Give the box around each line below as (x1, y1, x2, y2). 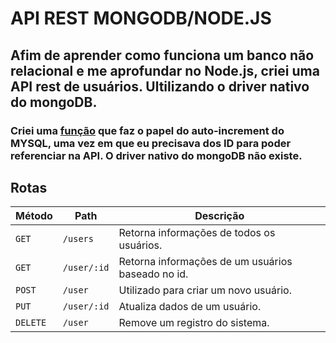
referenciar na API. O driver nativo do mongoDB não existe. (10, 148, 303, 162)
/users (62, 233, 94, 245)
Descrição (194, 209, 245, 223)
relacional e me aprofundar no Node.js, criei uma (10, 62, 320, 79)
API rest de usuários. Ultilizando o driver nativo (10, 78, 310, 95)
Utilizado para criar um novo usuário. (118, 283, 292, 297)
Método (15, 209, 53, 223)
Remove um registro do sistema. (118, 316, 270, 330)
